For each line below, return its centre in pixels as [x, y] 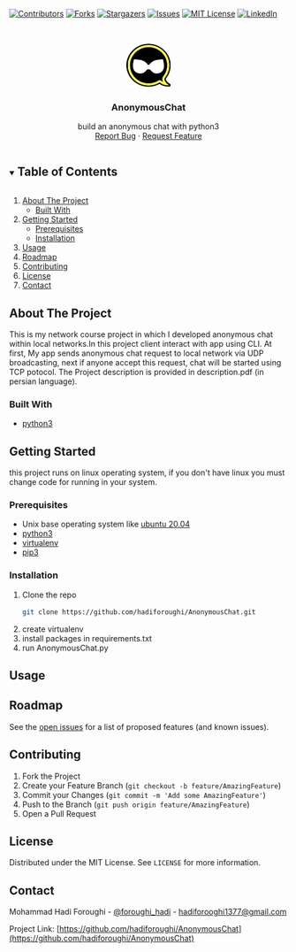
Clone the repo [49, 595]
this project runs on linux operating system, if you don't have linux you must [147, 472]
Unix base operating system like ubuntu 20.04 [106, 524]
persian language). [43, 381]
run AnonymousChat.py [65, 648]
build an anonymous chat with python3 [148, 127]
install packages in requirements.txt [87, 638]
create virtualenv [53, 629]
